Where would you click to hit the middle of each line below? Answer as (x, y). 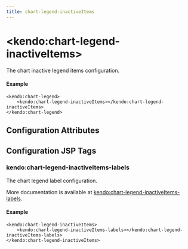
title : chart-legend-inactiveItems (50, 12)
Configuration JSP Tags (51, 150)
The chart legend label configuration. (52, 180)
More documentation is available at (49, 192)
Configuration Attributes (53, 131)
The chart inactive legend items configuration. (63, 70)
